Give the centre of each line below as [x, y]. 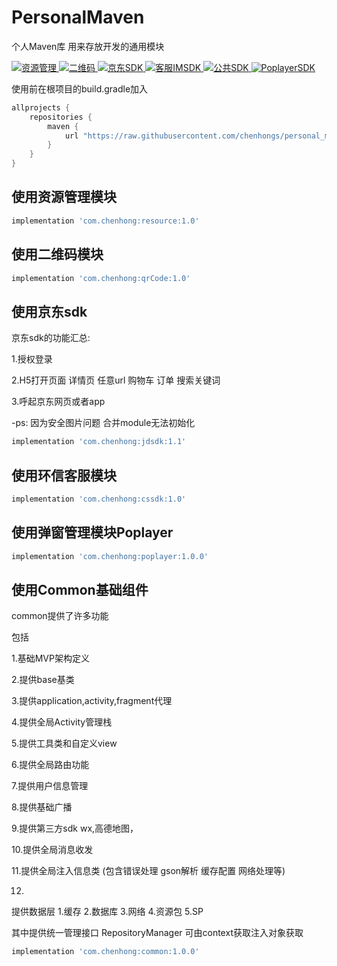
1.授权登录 [32, 359]
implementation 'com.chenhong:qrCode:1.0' [101, 278]
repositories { [61, 117]
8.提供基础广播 [42, 807]
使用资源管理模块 [64, 197]
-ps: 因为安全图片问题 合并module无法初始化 [103, 423]
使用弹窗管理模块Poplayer [92, 532]
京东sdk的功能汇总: [51, 338]
